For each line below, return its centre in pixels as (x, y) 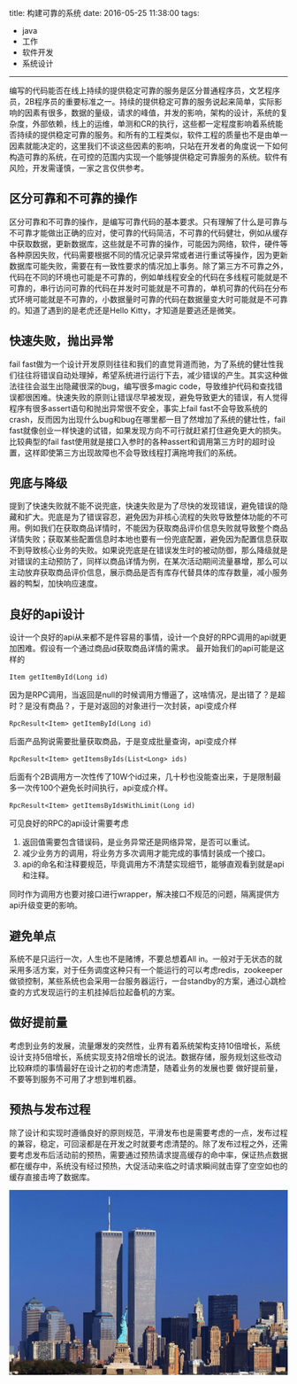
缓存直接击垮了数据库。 (52, 1177)
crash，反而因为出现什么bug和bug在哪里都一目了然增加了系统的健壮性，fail (147, 419)
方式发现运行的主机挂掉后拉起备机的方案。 (102, 992)
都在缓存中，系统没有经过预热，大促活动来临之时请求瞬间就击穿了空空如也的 (148, 1166)
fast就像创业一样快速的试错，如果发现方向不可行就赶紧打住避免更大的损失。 (148, 430)
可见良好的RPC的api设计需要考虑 (69, 823)
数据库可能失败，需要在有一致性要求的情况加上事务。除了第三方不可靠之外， (148, 266)
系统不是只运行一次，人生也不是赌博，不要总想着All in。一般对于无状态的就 (146, 959)
